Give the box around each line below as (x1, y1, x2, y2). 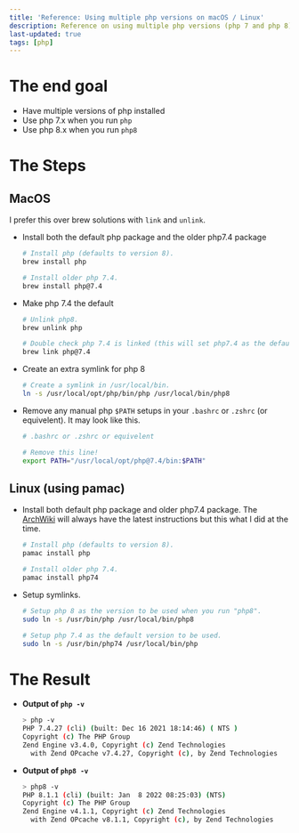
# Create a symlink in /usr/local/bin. (21, 381, 171, 390)
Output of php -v (21, 699, 85, 709)
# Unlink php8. (21, 315, 79, 324)
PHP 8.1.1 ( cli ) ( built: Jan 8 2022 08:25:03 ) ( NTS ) (21, 790, 227, 799)
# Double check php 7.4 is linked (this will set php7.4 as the (21, 339, 266, 348)
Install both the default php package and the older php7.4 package (21, 232, 267, 243)
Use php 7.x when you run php (21, 115, 133, 125)
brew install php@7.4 (21, 281, 102, 290)
